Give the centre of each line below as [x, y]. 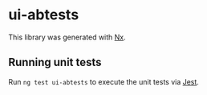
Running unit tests [55, 62]
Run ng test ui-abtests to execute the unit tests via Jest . [103, 81]
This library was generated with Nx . [67, 37]
